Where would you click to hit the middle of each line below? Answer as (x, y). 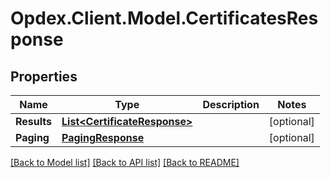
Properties (44, 76)
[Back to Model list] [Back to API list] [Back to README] (125, 162)
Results (34, 121)
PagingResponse (103, 137)
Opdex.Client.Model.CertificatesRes (164, 18)
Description (231, 104)
